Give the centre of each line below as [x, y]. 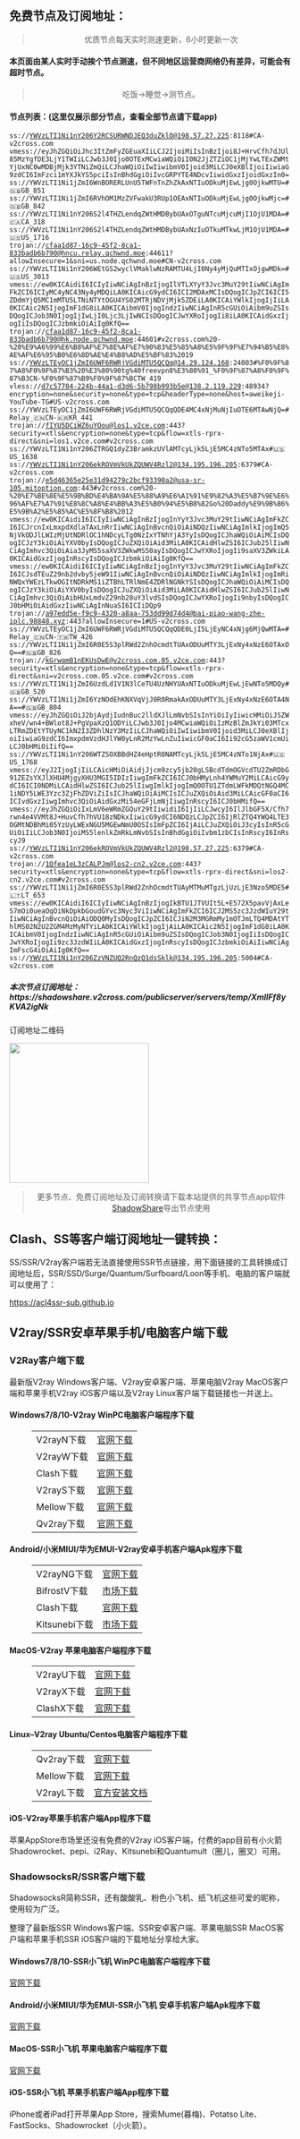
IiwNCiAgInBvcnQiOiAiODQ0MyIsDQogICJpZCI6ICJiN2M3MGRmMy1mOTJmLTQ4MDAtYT [150, 919]
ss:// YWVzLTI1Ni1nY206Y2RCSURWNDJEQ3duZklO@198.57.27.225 [119, 136]
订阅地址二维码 [37, 1030]
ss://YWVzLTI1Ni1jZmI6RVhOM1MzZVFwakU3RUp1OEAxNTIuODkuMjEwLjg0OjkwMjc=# [150, 199]
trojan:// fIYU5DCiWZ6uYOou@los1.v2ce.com [87, 426]
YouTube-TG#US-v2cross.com [59, 402]
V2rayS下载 [61, 1490]
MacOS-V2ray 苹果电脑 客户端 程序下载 [80, 1650]
